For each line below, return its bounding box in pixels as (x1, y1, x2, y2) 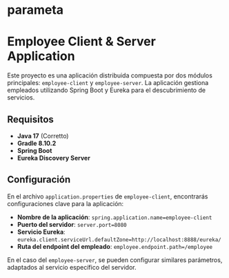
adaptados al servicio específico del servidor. (7, 263, 137, 271)
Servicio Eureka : (17, 228, 66, 236)
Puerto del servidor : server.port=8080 (17, 220, 127, 228)
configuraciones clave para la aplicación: (7, 199, 124, 207)
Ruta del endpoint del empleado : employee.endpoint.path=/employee (17, 242, 212, 250)
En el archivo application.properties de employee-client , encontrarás (7, 192, 208, 201)
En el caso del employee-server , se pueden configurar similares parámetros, (7, 255, 223, 264)
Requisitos (7, 113, 54, 125)
